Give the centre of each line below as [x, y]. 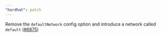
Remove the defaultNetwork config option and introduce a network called [80, 24]
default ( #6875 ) [22, 29]
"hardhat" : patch [23, 10]
